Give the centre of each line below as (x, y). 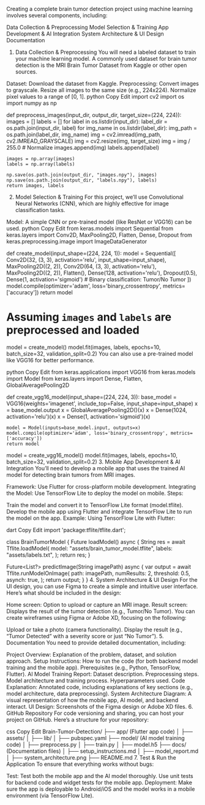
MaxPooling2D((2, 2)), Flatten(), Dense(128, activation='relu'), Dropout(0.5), (102, 273)
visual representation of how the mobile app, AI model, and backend (92, 700)
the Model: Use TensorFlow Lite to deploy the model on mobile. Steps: (95, 493)
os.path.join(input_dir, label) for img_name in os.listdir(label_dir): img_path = (102, 128)
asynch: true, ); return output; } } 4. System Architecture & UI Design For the (102, 579)
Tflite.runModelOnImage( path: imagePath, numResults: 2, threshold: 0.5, (99, 573)
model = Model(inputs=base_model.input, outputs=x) (73, 428)
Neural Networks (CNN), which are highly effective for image (92, 204)
